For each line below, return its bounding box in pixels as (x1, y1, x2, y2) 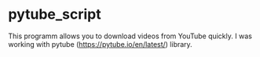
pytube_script (8, 5, 101, 23)
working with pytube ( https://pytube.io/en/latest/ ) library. (8, 39, 192, 48)
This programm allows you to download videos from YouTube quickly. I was (8, 31, 253, 41)
